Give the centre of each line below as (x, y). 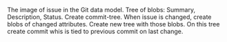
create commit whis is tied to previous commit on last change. (95, 31)
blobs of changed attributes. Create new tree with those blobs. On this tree (113, 24)
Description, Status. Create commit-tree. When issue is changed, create (109, 17)
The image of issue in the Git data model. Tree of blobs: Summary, (101, 10)
